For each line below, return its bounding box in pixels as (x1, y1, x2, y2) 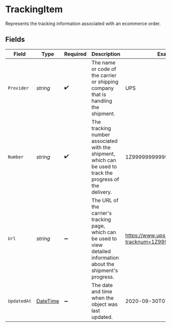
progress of (91, 175, 120, 183)
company (91, 84, 114, 91)
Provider (8, 85, 29, 91)
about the (91, 260, 115, 267)
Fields (5, 35, 25, 44)
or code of (91, 65, 117, 72)
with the (91, 144, 111, 151)
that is (91, 91, 106, 98)
